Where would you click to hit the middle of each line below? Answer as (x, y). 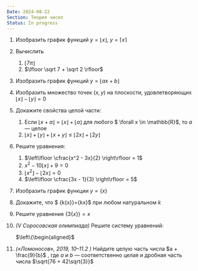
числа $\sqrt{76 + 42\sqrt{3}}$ (54, 261)
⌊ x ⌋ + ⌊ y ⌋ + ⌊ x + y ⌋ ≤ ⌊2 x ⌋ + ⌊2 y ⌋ (62, 135)
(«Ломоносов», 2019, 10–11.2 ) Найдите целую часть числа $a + (97, 248)
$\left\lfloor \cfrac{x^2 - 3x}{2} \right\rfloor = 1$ (83, 158)
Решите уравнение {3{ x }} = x (53, 214)
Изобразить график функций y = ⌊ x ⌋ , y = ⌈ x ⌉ (71, 40)
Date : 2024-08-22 (28, 12)
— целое (36, 129)
